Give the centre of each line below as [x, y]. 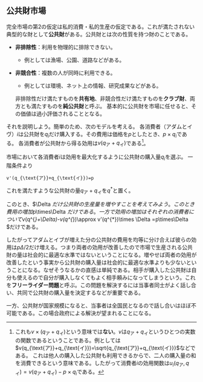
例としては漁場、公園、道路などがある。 [74, 60]
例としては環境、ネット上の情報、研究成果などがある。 [93, 85]
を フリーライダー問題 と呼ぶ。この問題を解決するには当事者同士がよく [93, 285]
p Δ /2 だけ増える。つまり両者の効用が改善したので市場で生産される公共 [105, 248]
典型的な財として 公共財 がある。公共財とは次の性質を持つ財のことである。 [99, 34]
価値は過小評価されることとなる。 [63, 113]
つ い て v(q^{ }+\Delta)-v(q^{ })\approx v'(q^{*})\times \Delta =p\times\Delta [97, 219]
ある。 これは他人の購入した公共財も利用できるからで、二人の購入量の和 [105, 355]
